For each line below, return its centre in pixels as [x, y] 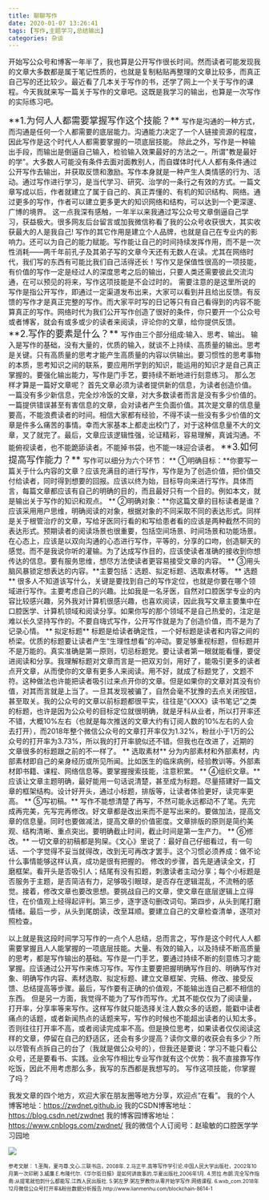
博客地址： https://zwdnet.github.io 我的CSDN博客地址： [101, 1106]
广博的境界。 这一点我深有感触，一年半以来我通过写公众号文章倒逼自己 [125, 212]
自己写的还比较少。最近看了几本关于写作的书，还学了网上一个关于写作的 [127, 82]
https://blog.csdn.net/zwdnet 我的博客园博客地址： [92, 1116]
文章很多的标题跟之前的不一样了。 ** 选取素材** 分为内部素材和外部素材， [130, 751]
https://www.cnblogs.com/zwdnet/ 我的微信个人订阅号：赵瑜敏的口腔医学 [130, 1126]
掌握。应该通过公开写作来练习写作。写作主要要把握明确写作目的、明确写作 [131, 969]
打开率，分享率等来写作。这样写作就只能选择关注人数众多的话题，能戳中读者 [134, 1009]
